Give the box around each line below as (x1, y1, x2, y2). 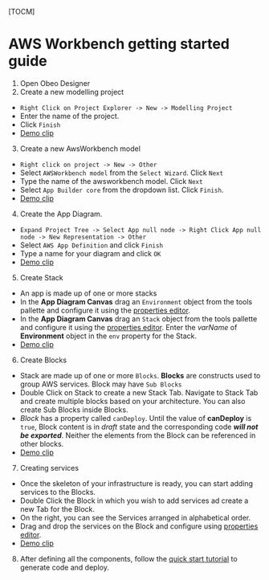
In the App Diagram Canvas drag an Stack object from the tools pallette (19, 313, 258, 324)
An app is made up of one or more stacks (19, 288, 157, 298)
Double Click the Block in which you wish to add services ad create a (19, 496, 249, 505)
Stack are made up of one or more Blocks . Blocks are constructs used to (19, 370, 261, 380)
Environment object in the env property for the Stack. (19, 331, 197, 341)
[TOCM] (8, 7, 35, 16)
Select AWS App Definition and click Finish (19, 240, 163, 250)
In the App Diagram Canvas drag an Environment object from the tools (19, 296, 253, 306)
